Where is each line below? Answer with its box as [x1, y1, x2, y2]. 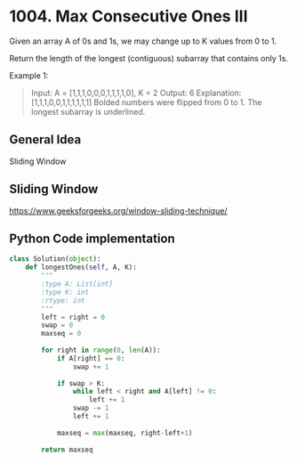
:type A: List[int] [41, 280, 114, 288]
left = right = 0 [41, 313, 105, 321]
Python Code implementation [9, 231, 175, 246]
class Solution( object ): [9, 255, 101, 264]
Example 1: [9, 69, 49, 81]
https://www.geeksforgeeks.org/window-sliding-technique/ [9, 205, 228, 215]
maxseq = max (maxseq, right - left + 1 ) [56, 428, 193, 437]
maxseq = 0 [41, 329, 82, 338]
